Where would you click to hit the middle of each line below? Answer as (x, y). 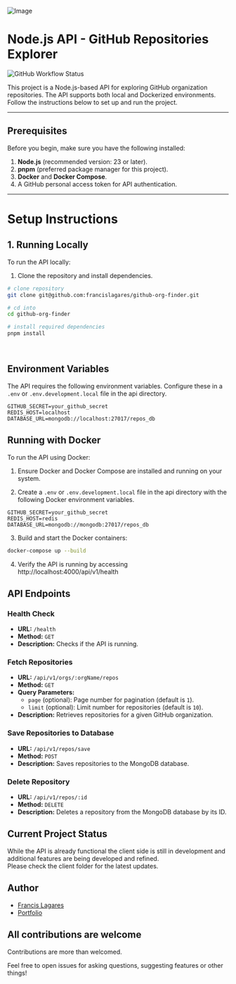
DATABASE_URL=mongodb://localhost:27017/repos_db (81, 419)
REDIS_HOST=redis (33, 518)
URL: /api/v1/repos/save (54, 748)
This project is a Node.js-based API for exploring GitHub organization (107, 87)
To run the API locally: (39, 262)
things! (17, 973)
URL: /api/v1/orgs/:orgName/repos (68, 677)
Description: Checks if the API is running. (78, 644)
